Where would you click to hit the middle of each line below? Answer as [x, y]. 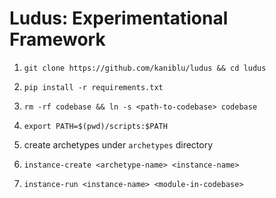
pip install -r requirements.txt [93, 87]
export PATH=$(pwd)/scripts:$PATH [95, 126]
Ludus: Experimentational [119, 18]
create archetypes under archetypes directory [118, 144]
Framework [57, 39]
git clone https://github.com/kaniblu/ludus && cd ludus [145, 68]
